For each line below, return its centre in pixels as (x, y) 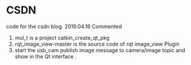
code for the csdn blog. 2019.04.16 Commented (64, 26)
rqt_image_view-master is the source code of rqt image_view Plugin (97, 44)
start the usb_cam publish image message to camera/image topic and (100, 50)
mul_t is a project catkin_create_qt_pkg (62, 37)
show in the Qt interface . (46, 56)
